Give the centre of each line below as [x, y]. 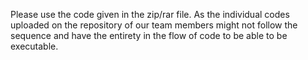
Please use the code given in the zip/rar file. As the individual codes [150, 14]
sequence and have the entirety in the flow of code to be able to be [149, 35]
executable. [34, 46]
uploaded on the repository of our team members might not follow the [154, 25]
